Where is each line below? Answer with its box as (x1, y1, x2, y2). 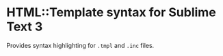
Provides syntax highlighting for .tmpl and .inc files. (6, 41, 155, 49)
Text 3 (6, 19, 43, 34)
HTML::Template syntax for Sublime (6, 5, 216, 20)
